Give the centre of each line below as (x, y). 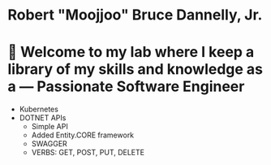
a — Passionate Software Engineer (126, 87)
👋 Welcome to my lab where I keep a (131, 52)
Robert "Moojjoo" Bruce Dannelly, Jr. (135, 15)
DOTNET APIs (43, 118)
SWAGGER (49, 144)
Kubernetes (39, 109)
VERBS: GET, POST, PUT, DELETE (88, 153)
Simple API (49, 127)
